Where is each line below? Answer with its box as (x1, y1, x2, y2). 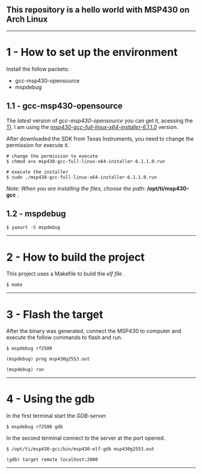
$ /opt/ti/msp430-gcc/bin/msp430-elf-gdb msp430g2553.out (6, 446, 155, 452)
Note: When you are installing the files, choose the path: (6, 185, 146, 192)
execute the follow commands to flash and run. (6, 334, 123, 341)
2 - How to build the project (6, 250, 145, 264)
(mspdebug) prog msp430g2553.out (6, 356, 90, 362)
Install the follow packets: (6, 65, 70, 72)
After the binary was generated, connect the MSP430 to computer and (6, 327, 182, 335)
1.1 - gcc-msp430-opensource (6, 101, 123, 111)
